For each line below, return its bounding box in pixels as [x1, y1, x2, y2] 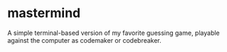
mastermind [7, 5, 80, 21]
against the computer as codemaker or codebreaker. [7, 36, 162, 44]
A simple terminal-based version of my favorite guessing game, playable [7, 28, 221, 37]
